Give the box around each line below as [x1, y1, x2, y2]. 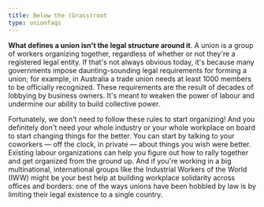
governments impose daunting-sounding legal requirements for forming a [8, 65, 247, 75]
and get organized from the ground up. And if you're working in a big [8, 156, 232, 165]
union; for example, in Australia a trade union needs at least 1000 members [8, 74, 252, 83]
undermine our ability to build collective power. [8, 99, 161, 109]
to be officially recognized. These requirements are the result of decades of [8, 82, 254, 91]
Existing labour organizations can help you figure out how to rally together [8, 147, 249, 157]
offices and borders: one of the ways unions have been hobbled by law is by [8, 181, 256, 190]
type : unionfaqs [8, 19, 61, 27]
